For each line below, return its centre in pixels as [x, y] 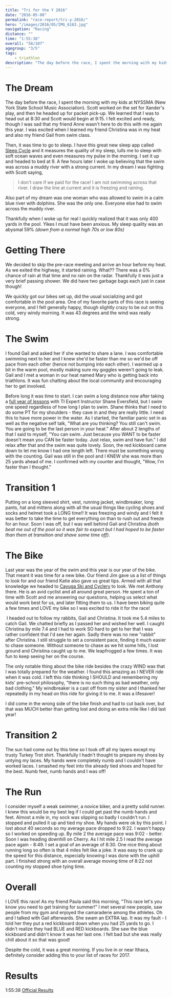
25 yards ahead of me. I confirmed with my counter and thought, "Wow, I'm [85, 462]
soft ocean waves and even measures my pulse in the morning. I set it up [82, 156]
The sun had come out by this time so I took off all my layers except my [80, 749]
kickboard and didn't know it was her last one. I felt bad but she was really [84, 934]
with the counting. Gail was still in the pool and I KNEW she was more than [84, 456]
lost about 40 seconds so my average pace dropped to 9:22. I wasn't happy [85, 828]
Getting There [35, 250]
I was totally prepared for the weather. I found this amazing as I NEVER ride [84, 672]
